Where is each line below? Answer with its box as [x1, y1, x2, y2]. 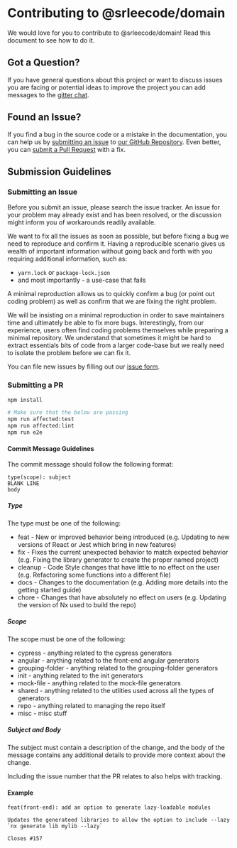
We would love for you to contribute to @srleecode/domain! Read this [7, 28, 211, 37]
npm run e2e [7, 429, 43, 436]
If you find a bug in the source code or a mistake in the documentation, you [7, 130, 227, 138]
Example [7, 788, 34, 797]
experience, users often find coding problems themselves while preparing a [7, 326, 228, 335]
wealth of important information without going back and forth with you [7, 247, 213, 256]
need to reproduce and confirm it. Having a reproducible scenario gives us [7, 239, 226, 248]
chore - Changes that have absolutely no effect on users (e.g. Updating [17, 593, 227, 602]
